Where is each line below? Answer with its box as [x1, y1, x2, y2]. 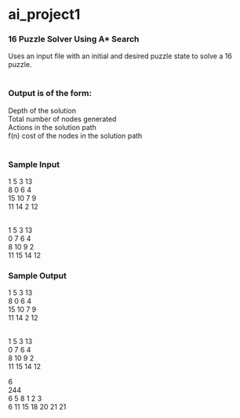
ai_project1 [8, 6, 81, 24]
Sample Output [8, 270, 67, 281]
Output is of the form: [8, 88, 93, 99]
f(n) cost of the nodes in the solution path [8, 131, 143, 140]
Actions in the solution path [8, 122, 96, 131]
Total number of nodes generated [8, 114, 117, 124]
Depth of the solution [8, 105, 77, 115]
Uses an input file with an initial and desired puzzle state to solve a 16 [8, 51, 233, 61]
